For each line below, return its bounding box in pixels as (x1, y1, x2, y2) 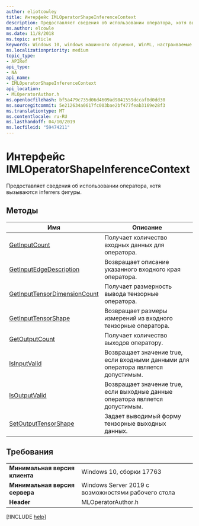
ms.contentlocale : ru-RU (6, 113, 68, 119)
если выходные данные (104, 387, 173, 396)
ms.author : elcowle (6, 25, 54, 31)
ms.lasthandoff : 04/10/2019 (6, 119, 76, 125)
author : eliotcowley (6, 8, 57, 15)
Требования (6, 447, 53, 457)
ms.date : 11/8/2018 (6, 31, 54, 37)
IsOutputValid (9, 391, 47, 399)
